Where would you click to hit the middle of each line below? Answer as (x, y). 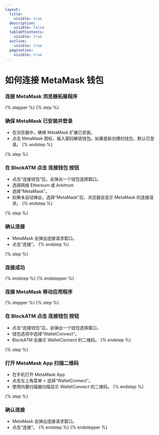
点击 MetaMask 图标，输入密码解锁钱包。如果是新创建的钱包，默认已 (81, 138)
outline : (18, 41)
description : (23, 23)
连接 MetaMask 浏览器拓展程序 (41, 97)
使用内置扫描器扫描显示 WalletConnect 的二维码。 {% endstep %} (78, 386)
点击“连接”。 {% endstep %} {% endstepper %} (60, 427)
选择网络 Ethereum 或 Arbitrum (43, 185)
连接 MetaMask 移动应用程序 (39, 292)
